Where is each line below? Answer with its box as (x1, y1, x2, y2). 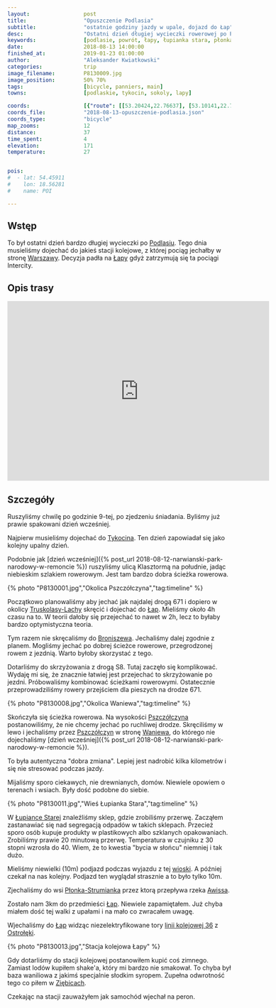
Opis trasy (7, 282, 55, 294)
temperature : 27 (7, 148, 91, 156)
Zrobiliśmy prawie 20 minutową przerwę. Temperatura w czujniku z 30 (7, 836, 214, 845)
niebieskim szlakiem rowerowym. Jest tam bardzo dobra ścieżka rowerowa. (7, 570, 229, 579)
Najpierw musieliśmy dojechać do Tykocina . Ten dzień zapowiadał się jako (7, 534, 226, 542)
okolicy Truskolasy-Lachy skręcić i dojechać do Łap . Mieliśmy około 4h (7, 605, 216, 614)
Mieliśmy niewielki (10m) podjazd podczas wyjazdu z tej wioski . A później (7, 865, 222, 873)
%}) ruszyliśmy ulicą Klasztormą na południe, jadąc (76, 562, 226, 571)
